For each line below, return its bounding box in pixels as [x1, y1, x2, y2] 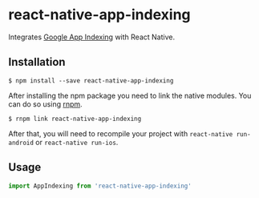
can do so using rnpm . [8, 99, 83, 109]
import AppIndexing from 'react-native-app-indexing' [8, 182, 192, 190]
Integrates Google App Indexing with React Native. [8, 32, 175, 42]
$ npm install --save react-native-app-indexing [8, 76, 174, 85]
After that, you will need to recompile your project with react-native [8, 128, 233, 138]
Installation [8, 55, 66, 69]
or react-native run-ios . [35, 137, 119, 147]
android [8, 139, 34, 147]
